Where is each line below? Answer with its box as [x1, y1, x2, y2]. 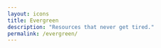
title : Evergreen [7, 17, 59, 24]
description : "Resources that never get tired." [7, 23, 155, 30]
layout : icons [7, 10, 50, 18]
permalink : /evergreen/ [7, 30, 78, 37]
